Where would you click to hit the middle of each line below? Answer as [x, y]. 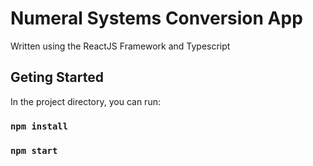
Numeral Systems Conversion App [156, 18]
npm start [34, 150]
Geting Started [57, 77]
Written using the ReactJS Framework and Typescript [120, 46]
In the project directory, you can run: [85, 101]
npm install [39, 126]
